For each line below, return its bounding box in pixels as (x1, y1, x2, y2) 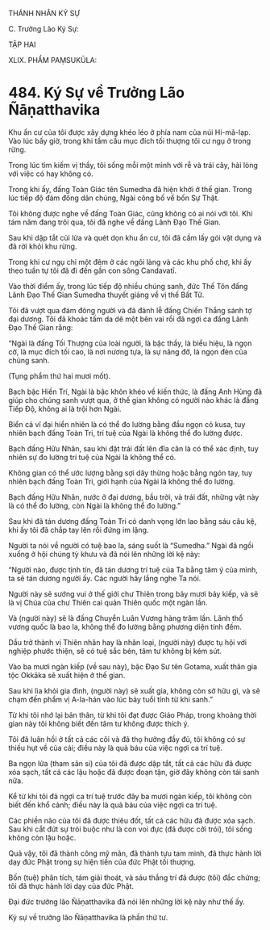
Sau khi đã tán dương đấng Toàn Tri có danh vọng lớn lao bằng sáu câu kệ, (8, 516, 257, 526)
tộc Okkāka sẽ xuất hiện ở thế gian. (8, 670, 126, 680)
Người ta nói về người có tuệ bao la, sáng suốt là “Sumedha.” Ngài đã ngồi (8, 540, 254, 550)
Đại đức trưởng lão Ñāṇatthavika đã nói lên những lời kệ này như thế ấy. (8, 897, 246, 907)
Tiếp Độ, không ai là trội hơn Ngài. (8, 404, 122, 413)
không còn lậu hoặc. (8, 832, 77, 842)
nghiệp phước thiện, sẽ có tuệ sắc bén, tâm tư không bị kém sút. (8, 646, 222, 656)
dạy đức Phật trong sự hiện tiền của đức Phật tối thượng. (8, 857, 196, 866)
